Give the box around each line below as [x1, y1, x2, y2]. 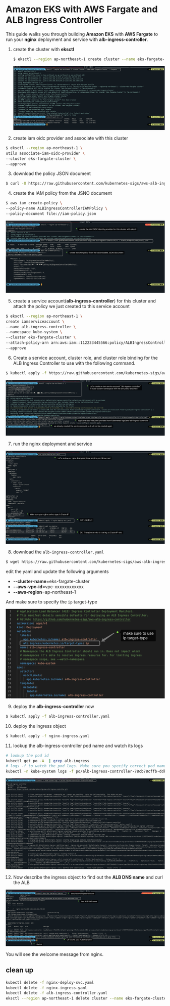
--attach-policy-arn [6, 340, 49, 345]
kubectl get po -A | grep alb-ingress [6, 758, 90, 763]
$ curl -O [6, 181, 27, 186]
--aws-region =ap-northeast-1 [13, 589, 76, 595]
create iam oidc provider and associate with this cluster [13, 135, 128, 141]
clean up [6, 966, 34, 975]
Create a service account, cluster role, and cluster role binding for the [13, 355, 158, 361]
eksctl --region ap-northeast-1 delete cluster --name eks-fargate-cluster [6, 996, 168, 1001]
